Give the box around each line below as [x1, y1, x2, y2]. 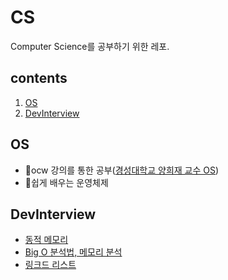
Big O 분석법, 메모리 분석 [24, 246, 123, 258]
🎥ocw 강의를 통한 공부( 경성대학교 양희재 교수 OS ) [24, 164, 220, 176]
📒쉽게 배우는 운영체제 [24, 176, 109, 188]
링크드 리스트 [24, 259, 77, 271]
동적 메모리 [24, 234, 69, 246]
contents [10, 70, 68, 87]
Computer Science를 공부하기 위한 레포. [10, 40, 170, 52]
